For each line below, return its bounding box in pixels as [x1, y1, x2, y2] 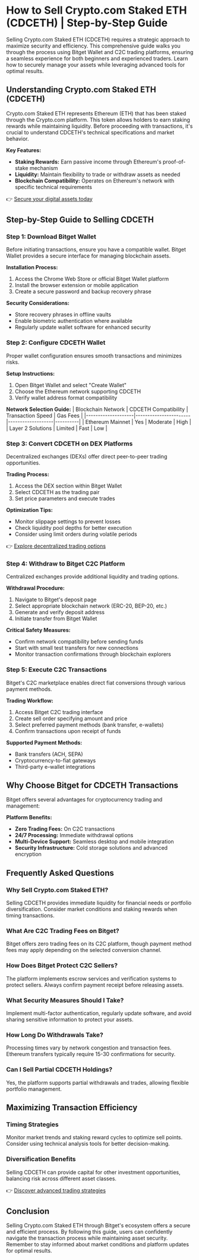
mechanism [29, 164, 58, 171]
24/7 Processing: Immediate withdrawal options [14, 832, 134, 839]
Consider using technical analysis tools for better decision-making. [6, 1140, 170, 1148]
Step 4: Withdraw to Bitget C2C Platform [6, 560, 125, 568]
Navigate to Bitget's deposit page [14, 596, 97, 604]
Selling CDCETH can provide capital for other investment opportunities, [6, 1168, 181, 1176]
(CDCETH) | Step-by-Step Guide [6, 16, 168, 30]
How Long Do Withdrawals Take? [6, 1030, 104, 1039]
